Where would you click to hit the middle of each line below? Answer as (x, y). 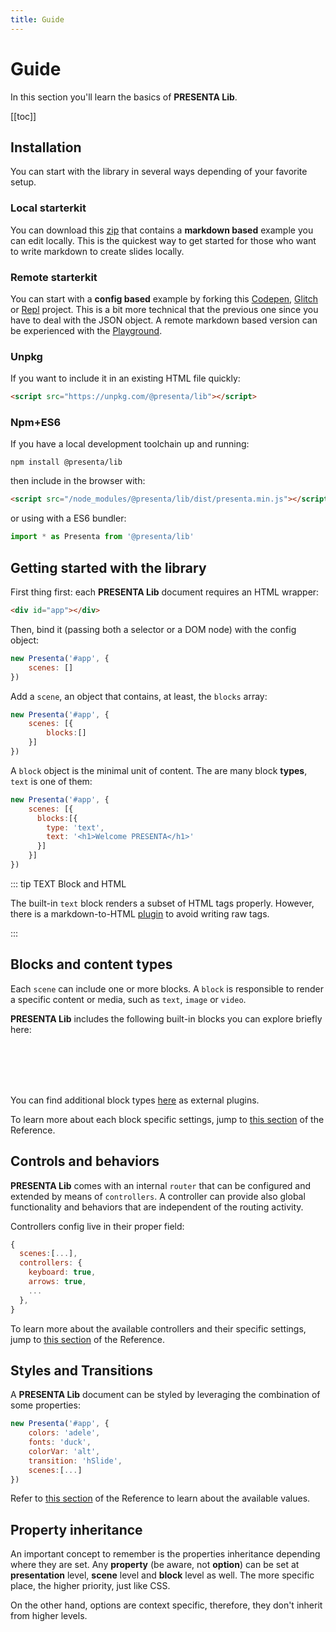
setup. (23, 182)
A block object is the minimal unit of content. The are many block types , (159, 770)
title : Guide (37, 19)
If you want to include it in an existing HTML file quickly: (125, 378)
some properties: (45, 1405)
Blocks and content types (91, 964)
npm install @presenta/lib (66, 462)
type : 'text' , (75, 827)
